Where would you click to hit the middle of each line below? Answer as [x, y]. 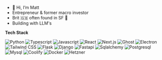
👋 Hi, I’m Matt [26, 7]
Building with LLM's [32, 23]
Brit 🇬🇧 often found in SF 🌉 [40, 18]
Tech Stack [17, 32]
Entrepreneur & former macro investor [50, 13]
